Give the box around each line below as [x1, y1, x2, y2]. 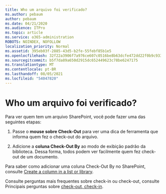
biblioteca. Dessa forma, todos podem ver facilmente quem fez [12, 149, 141, 155]
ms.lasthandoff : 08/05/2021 [5, 72, 63, 77]
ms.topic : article [5, 30, 43, 35]
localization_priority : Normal [5, 44, 70, 49]
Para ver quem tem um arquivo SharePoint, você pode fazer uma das [5, 114, 146, 119]
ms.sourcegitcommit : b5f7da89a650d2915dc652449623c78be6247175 [5, 58, 138, 63]
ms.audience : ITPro [5, 26, 45, 31]
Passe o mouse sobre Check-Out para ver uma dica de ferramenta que [12, 128, 158, 134]
